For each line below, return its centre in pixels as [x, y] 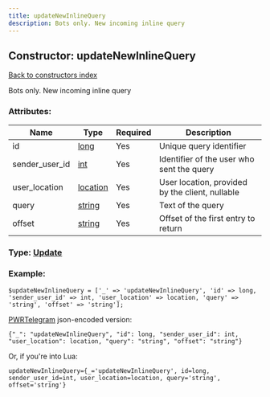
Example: [27, 274]
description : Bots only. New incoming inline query [96, 23]
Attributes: [30, 112]
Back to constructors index [53, 75]
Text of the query [192, 205]
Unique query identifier [203, 145]
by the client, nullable [199, 192]
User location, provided [203, 182]
